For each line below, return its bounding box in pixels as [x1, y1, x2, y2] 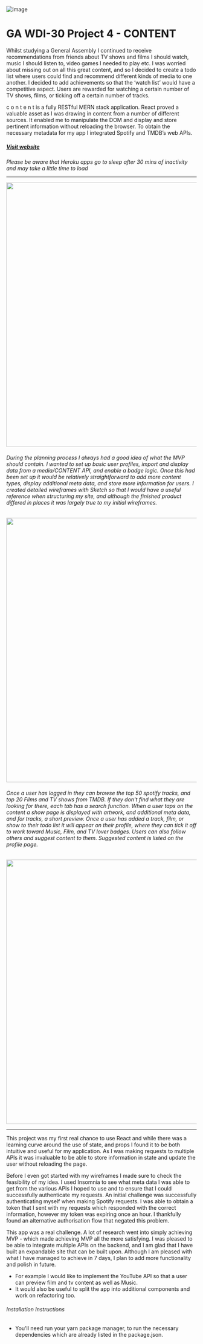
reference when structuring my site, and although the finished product [6, 493, 182, 500]
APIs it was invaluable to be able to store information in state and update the [6, 1154, 196, 1161]
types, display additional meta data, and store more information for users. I [6, 479, 195, 486]
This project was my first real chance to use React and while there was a [6, 1135, 187, 1142]
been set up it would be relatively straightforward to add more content [6, 473, 181, 480]
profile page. [6, 841, 38, 848]
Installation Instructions [6, 1305, 65, 1313]
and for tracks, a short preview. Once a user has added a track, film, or [6, 815, 184, 822]
